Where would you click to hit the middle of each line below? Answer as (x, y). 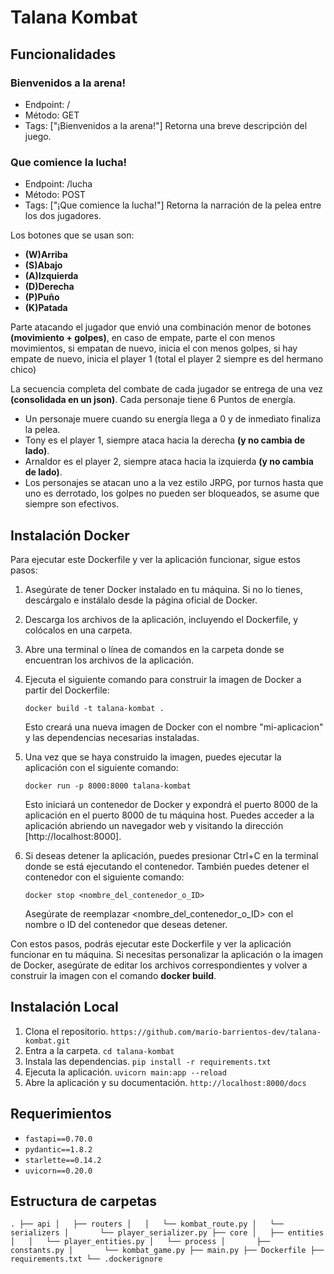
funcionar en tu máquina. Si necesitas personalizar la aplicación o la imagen (166, 954)
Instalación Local (64, 1007)
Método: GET (52, 115)
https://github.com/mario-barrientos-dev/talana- (216, 1032)
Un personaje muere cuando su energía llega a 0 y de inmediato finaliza (173, 419)
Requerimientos (61, 1114)
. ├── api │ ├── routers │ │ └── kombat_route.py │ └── (147, 1224)
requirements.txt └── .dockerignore (86, 1259)
